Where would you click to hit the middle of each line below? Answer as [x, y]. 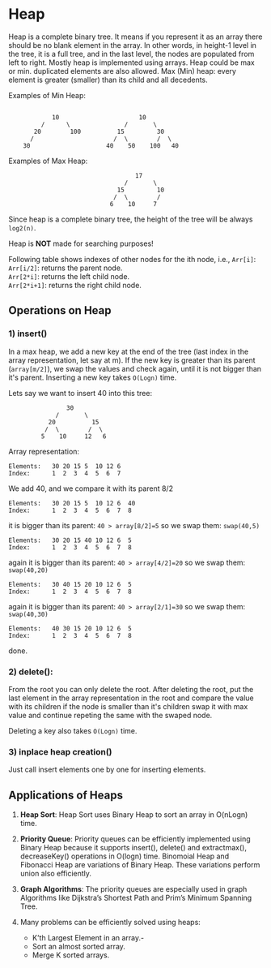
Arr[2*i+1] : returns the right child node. [75, 285]
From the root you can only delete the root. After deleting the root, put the [131, 689]
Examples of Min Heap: [47, 95]
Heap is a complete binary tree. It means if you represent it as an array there [135, 37]
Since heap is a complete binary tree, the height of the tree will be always [131, 219]
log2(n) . [22, 227]
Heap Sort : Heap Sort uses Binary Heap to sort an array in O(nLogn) [134, 815]
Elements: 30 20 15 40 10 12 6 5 [70, 540]
